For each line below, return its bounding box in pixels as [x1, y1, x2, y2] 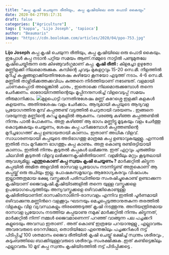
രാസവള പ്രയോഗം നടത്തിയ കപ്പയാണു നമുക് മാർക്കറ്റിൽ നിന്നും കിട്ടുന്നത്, [5, 209, 157, 215]
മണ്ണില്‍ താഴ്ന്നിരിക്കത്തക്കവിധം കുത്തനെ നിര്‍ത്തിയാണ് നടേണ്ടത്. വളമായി [5, 78, 155, 84]
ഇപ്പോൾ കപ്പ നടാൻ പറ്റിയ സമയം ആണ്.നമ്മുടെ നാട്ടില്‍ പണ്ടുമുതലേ [5, 55, 146, 61]
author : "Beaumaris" [5, 31, 49, 36]
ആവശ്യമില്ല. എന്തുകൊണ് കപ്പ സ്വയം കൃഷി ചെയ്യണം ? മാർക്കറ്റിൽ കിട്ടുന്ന [5, 158, 155, 164]
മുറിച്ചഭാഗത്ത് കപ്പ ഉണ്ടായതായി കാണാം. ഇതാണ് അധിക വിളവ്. [5, 129, 139, 135]
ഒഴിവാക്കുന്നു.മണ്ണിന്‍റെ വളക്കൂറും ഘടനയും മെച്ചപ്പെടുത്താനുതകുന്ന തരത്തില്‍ [5, 197, 159, 203]
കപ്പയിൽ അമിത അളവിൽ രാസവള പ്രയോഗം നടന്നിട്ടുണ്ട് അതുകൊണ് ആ [5, 164, 157, 170]
